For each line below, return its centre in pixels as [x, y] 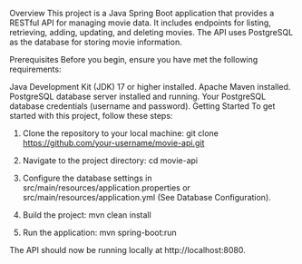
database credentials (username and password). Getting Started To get [142, 106]
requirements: [35, 69]
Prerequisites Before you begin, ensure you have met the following [134, 59]
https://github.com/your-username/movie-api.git [113, 143]
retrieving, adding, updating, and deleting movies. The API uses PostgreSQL [151, 32]
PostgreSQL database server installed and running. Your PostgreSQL [138, 96]
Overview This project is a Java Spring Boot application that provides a [142, 13]
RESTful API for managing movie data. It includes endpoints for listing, [141, 23]
